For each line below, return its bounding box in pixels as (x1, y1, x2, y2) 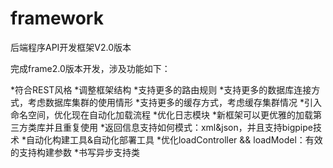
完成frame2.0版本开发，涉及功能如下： (10, 62, 171, 74)
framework (10, 7, 104, 30)
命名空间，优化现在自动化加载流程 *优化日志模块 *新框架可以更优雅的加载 (10, 108, 313, 121)
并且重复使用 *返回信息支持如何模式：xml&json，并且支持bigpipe (44, 121, 313, 133)
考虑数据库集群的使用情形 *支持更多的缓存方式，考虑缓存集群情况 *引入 (27, 96, 322, 108)
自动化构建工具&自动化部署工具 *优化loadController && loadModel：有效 (25, 133, 323, 146)
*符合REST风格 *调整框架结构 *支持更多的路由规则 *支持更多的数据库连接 (10, 83, 312, 96)
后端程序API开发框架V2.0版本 (10, 41, 132, 53)
